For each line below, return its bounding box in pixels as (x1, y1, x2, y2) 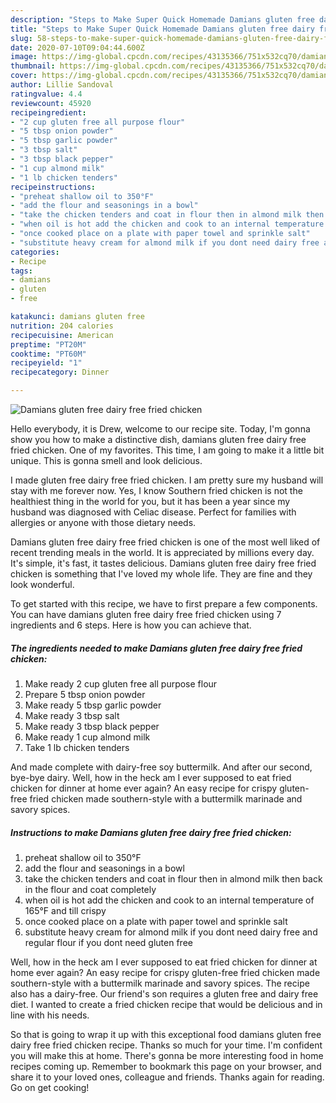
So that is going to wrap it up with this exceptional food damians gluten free (10, 1028, 322, 1040)
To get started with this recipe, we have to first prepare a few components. (10, 598, 318, 610)
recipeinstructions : (10, 182, 97, 192)
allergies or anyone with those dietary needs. (10, 517, 197, 528)
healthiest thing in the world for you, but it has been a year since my (10, 496, 291, 507)
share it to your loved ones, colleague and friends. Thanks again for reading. (10, 1071, 325, 1083)
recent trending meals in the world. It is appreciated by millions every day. (10, 547, 315, 558)
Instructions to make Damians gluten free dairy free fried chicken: (10, 826, 292, 838)
